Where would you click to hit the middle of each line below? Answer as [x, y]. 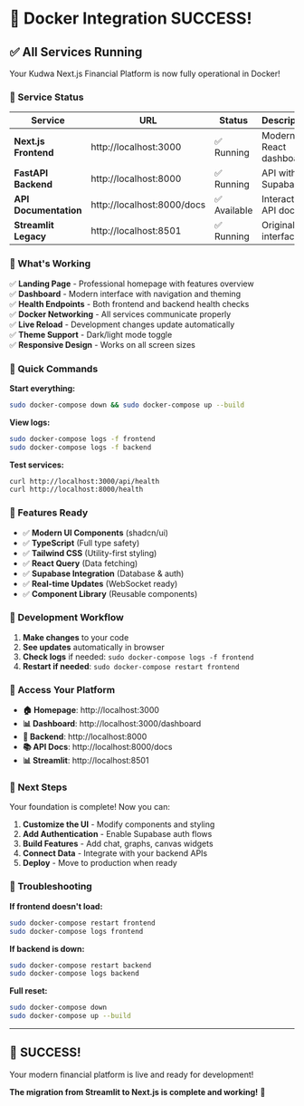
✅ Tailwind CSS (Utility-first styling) [90, 553]
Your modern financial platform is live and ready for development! [132, 1074]
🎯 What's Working [50, 264]
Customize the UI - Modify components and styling [119, 824]
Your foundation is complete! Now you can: [90, 807]
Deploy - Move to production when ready [100, 863]
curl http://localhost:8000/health [76, 490]
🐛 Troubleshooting [51, 887]
